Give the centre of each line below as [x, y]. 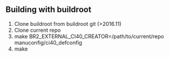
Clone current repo [37, 30]
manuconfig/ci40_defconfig [48, 42]
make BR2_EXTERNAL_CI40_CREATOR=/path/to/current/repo [89, 36]
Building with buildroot [48, 10]
